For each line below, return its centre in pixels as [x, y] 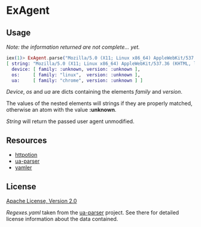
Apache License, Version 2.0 [42, 201]
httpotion [26, 155]
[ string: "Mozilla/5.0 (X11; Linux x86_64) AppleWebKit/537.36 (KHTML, [99, 64]
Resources [27, 140]
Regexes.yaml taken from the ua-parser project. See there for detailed [93, 213]
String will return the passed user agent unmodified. [70, 121]
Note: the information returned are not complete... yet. [73, 47]
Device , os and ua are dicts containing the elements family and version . [94, 92]
